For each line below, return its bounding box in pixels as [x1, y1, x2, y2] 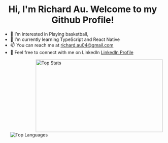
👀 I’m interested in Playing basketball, [10, 31, 89, 37]
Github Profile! [51, 14, 114, 26]
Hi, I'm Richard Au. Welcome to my [8, 4, 157, 15]
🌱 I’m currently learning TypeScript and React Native [10, 36, 120, 42]
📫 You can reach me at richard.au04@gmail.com [10, 42, 114, 48]
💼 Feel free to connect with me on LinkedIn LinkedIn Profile [10, 49, 133, 55]
